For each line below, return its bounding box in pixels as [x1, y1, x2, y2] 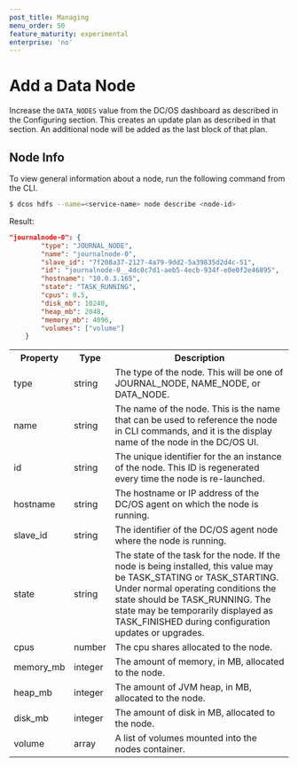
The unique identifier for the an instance [114, 450, 282, 463]
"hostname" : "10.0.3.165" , [41, 274, 141, 284]
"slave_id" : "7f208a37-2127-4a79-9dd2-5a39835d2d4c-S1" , [41, 258, 255, 267]
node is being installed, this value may [114, 560, 273, 573]
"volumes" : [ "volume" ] [41, 324, 125, 333]
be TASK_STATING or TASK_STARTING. [114, 571, 279, 583]
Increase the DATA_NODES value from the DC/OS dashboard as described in [9, 106, 279, 116]
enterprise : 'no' [9, 37, 74, 47]
